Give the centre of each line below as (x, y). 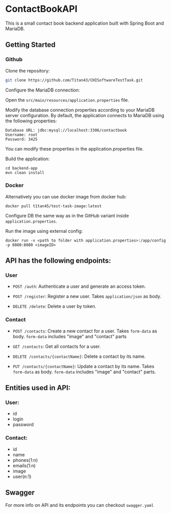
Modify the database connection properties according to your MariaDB (80, 110)
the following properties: (31, 121)
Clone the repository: (28, 70)
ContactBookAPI (41, 9)
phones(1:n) (25, 460)
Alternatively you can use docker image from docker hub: (66, 196)
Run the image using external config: (44, 231)
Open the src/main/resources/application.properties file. (67, 100)
